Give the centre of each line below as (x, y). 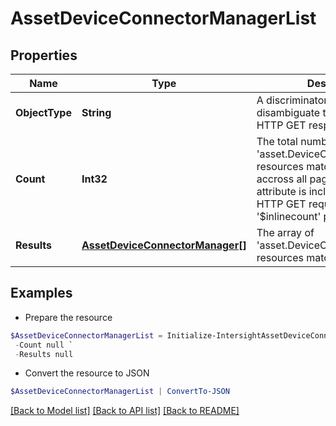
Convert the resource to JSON (87, 373)
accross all (282, 179)
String (96, 112)
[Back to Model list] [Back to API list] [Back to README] (125, 411)
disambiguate (288, 112)
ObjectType (43, 112)
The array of (285, 232)
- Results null (44, 354)
